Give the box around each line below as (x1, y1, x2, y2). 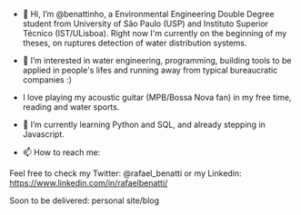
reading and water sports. (22, 102, 120, 112)
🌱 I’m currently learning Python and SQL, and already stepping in (22, 119, 266, 130)
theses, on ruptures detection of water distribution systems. (22, 37, 247, 48)
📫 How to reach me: (22, 147, 101, 158)
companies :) (22, 74, 73, 85)
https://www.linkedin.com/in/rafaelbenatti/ (9, 178, 168, 188)
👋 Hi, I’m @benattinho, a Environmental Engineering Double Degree (22, 9, 275, 19)
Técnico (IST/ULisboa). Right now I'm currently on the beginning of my (22, 28, 287, 38)
